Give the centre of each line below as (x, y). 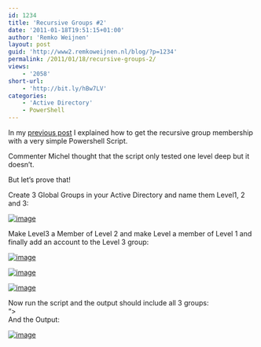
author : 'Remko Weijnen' (49, 37)
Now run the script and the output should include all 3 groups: (108, 303)
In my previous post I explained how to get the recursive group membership (130, 133)
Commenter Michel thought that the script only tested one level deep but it (129, 156)
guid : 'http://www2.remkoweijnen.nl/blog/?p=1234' (93, 52)
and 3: (18, 203)
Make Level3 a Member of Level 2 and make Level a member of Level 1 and (130, 234)
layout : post (29, 45)
